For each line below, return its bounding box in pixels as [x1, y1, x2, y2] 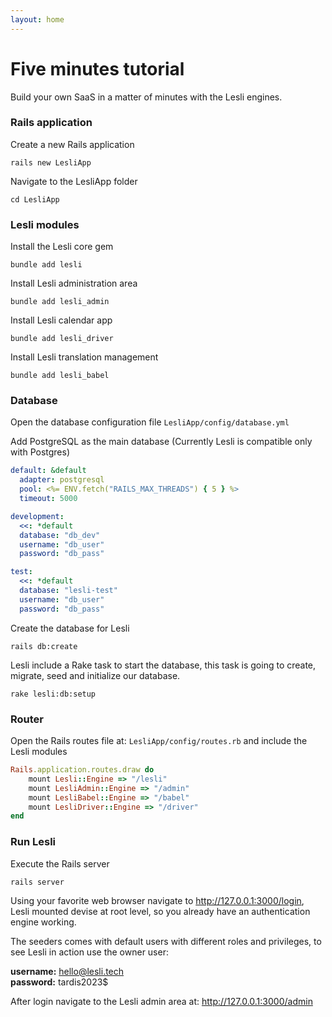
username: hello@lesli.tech [10, 965, 125, 977]
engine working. [10, 916, 77, 928]
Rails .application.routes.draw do [10, 765, 155, 775]
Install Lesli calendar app [10, 314, 113, 326]
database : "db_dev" [19, 530, 101, 540]
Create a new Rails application [10, 138, 135, 150]
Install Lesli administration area [10, 277, 138, 290]
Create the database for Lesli [10, 622, 130, 634]
